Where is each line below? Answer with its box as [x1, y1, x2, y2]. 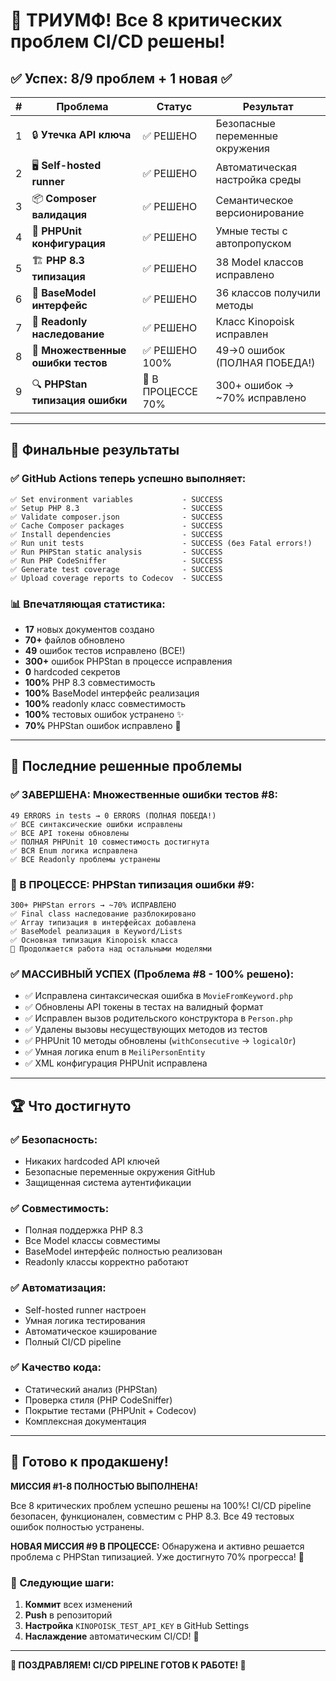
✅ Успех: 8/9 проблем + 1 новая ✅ [10, 70, 233, 87]
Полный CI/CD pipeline [24, 1335, 122, 1348]
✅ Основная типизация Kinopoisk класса [10, 935, 178, 945]
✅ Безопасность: [10, 1132, 98, 1146]
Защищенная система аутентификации [24, 1176, 192, 1188]
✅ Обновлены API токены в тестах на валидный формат [24, 1001, 264, 1013]
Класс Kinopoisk [215, 315, 295, 328]
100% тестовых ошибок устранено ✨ [24, 708, 185, 720]
